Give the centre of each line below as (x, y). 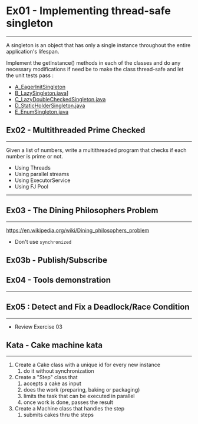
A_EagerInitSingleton (40, 87)
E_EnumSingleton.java (42, 112)
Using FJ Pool (32, 186)
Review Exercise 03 (39, 327)
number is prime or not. (35, 156)
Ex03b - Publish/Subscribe (57, 260)
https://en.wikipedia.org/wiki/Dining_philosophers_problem (78, 230)
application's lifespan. (33, 51)
